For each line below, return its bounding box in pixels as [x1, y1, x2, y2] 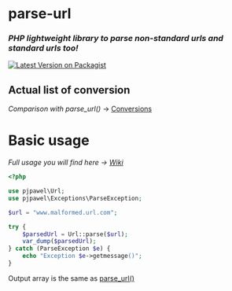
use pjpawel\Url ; [8, 187, 65, 195]
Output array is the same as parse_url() [8, 273, 135, 283]
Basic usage [8, 131, 90, 149]
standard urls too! [8, 42, 79, 53]
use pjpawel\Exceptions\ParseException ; [8, 194, 143, 202]
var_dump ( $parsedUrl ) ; [22, 238, 97, 245]
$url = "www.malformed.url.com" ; [8, 208, 118, 216]
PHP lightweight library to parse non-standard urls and [8, 33, 224, 44]
